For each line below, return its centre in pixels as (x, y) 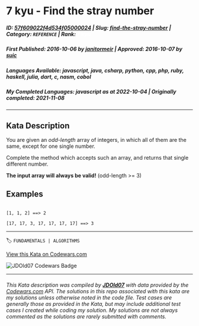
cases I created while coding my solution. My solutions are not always (92, 310)
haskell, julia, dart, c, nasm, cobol (49, 77)
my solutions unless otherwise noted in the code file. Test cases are (89, 297)
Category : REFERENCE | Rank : (41, 34)
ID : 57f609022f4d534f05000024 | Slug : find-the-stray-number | (89, 27)
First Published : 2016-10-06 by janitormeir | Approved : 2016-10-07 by (94, 49)
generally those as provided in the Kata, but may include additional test (93, 303)
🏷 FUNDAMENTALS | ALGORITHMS (43, 240)
